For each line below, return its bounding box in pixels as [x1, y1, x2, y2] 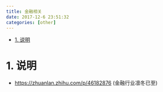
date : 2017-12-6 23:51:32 [6, 14, 69, 20]
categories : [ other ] [6, 19, 57, 25]
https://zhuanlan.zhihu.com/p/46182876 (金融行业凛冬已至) [14, 80, 158, 87]
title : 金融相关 [6, 8, 42, 15]
